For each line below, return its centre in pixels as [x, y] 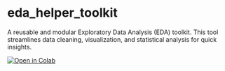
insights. [20, 47]
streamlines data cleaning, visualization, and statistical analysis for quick [112, 39]
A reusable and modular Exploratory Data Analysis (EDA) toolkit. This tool [113, 32]
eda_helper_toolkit [62, 13]
